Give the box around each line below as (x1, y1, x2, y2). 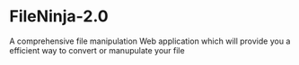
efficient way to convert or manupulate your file (9, 45, 186, 55)
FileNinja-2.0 (9, 6, 110, 27)
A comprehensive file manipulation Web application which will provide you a (9, 36, 291, 46)
